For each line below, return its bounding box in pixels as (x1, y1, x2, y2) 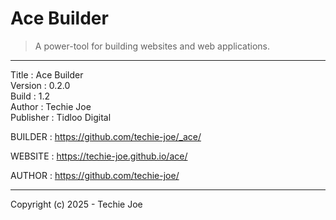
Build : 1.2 (10, 90, 50, 102)
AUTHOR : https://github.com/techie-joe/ (10, 169, 180, 181)
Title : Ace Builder (10, 68, 84, 81)
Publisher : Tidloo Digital (10, 111, 112, 123)
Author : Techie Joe (10, 100, 92, 112)
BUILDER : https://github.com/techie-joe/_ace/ (10, 130, 202, 142)
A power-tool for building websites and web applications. (34, 40, 270, 52)
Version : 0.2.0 (10, 79, 71, 91)
